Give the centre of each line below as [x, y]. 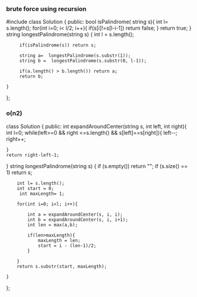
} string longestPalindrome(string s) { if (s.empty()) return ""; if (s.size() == [97, 166]
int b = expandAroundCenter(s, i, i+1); [78, 219]
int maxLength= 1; [42, 194]
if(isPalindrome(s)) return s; [58, 45]
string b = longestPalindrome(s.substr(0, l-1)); [83, 61]
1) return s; [19, 172]
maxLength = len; [59, 240]
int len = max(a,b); [53, 225]
